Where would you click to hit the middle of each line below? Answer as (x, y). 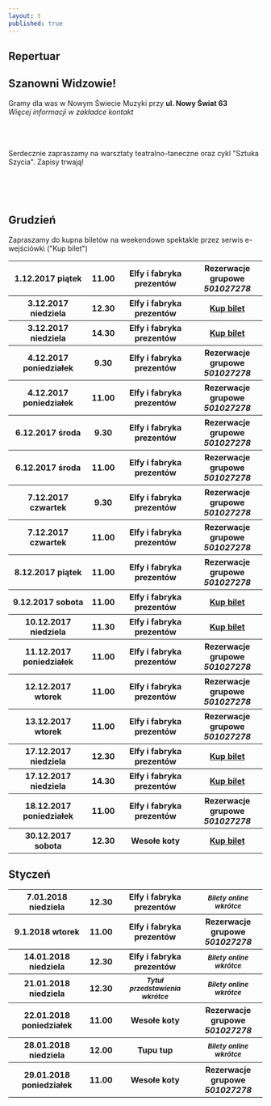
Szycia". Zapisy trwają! (46, 162)
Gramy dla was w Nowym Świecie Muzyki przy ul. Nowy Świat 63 (118, 103)
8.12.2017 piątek (48, 572)
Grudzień (32, 220)
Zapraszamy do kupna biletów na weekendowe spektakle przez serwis (126, 239)
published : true (35, 23)
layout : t (25, 16)
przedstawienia (155, 989)
